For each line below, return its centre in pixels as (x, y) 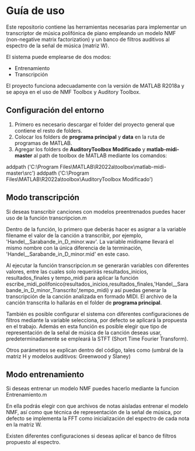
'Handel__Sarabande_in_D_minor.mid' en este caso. (68, 254)
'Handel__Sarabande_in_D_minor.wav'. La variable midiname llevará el (90, 241)
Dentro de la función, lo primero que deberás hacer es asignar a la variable (96, 229)
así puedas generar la (141, 290)
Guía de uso (36, 11)
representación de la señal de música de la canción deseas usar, (84, 332)
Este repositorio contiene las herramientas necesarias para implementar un (96, 27)
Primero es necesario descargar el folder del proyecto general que (95, 124)
